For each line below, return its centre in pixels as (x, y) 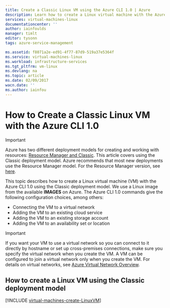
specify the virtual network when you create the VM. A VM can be (74, 254)
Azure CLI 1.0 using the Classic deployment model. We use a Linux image (82, 186)
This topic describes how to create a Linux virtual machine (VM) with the (81, 181)
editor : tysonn (21, 39)
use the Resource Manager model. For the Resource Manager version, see (83, 166)
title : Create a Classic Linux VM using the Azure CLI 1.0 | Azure (78, 10)
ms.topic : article (25, 76)
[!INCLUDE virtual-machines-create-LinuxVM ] (53, 300)
